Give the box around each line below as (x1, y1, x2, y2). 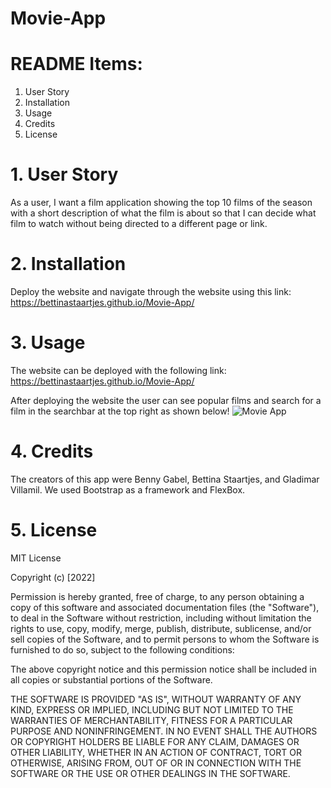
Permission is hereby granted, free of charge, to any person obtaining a (10, 590, 305, 602)
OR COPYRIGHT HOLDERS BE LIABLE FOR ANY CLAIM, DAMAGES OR (10, 735, 300, 747)
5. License (10, 519, 98, 542)
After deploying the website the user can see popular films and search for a (10, 394, 322, 406)
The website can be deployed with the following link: (10, 364, 227, 376)
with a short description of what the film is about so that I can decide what (10, 207, 317, 219)
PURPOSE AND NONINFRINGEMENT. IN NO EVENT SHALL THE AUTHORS (10, 725, 318, 737)
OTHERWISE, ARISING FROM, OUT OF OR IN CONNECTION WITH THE (10, 757, 302, 769)
